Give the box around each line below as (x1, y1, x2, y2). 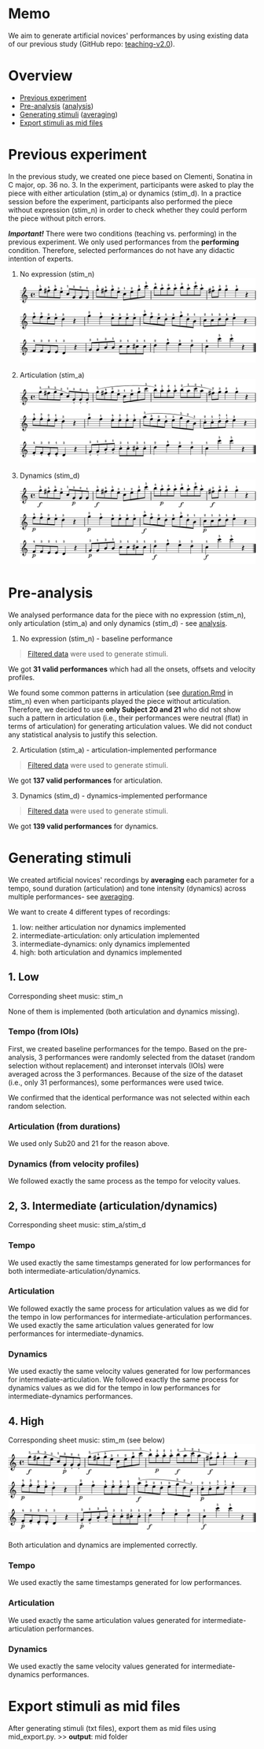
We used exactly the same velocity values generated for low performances (8, 1367, 251, 1376)
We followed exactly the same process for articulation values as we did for (8, 1304, 249, 1313)
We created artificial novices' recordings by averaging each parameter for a (8, 875, 255, 884)
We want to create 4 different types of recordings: (8, 907, 170, 917)
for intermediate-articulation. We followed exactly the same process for (8, 1375, 240, 1384)
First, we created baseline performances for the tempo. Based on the (8, 1044, 232, 1053)
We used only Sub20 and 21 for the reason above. (8, 1139, 170, 1148)
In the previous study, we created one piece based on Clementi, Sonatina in (8, 171, 253, 181)
